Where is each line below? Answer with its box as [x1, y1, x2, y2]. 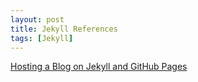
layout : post [10, 14, 65, 25]
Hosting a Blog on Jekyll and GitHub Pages [10, 61, 188, 73]
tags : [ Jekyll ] [10, 33, 74, 43]
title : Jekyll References [10, 24, 118, 34]
